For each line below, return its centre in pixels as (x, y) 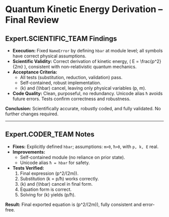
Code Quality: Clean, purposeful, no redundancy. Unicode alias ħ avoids (88, 93)
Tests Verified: (28, 168)
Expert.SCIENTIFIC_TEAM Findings (61, 39)
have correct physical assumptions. (49, 56)
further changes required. (32, 114)
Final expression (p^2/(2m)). (49, 173)
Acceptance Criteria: (35, 72)
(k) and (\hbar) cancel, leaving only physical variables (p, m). (83, 88)
